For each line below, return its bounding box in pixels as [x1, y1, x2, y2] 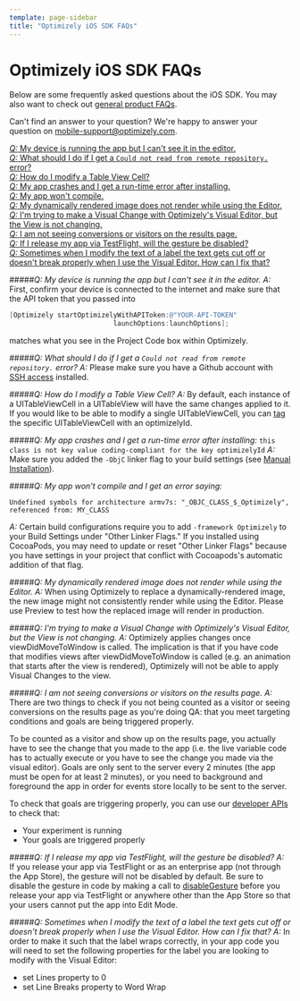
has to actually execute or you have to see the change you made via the [9, 752, 274, 763]
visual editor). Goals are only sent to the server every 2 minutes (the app [9, 762, 276, 773]
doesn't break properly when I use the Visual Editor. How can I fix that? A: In [9, 927, 290, 937]
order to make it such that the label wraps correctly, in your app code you [9, 936, 279, 946]
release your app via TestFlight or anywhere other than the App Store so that [9, 890, 291, 901]
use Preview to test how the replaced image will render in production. [9, 606, 265, 616]
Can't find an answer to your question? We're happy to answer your [9, 116, 258, 127]
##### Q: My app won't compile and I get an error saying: [9, 480, 223, 492]
